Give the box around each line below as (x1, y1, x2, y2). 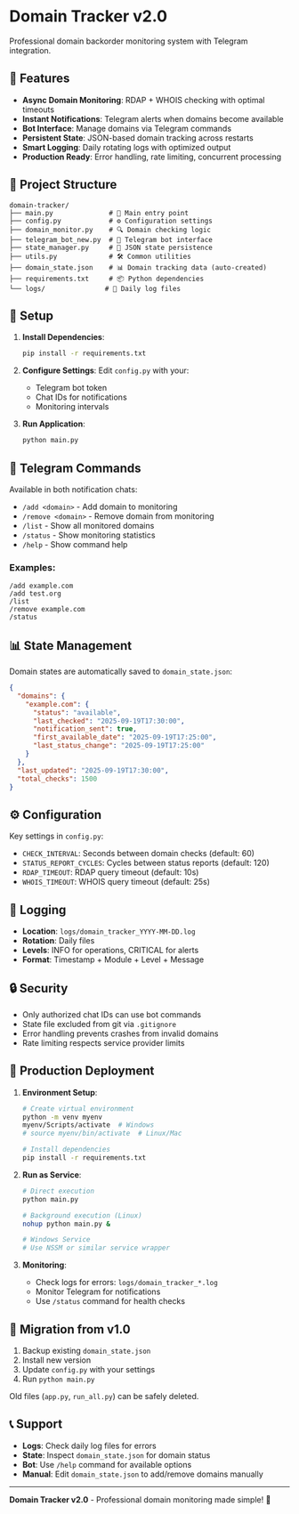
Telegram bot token (35, 383, 108, 393)
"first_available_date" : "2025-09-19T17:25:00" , (32, 733, 217, 742)
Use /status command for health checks (35, 1296, 185, 1307)
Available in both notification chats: (9, 483, 138, 495)
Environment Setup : (21, 1087, 98, 1097)
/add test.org (9, 589, 62, 598)
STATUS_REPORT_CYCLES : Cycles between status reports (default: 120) (21, 857, 270, 869)
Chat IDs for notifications (35, 392, 127, 402)
